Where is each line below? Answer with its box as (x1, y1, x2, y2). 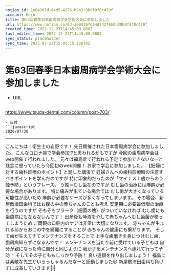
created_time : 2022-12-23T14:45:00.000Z (5, 27, 93, 32)
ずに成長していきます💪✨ (5, 265, 56, 271)
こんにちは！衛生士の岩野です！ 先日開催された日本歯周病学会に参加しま (5, 143, 159, 149)
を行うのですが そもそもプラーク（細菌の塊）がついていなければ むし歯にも (5, 207, 165, 213)
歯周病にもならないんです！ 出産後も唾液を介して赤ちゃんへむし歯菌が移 (5, 214, 159, 220)
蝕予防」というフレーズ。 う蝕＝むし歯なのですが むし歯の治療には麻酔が (5, 181, 160, 187)
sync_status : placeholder (5, 36, 60, 41)
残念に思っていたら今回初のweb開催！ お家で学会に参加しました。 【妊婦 (5, 162, 160, 168)
